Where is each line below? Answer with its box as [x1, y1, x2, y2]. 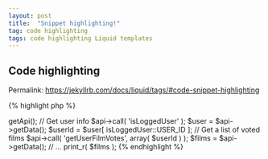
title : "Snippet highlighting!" [8, 19, 121, 27]
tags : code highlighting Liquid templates [8, 34, 153, 43]
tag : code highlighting [8, 26, 89, 35]
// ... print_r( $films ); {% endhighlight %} [47, 142, 183, 152]
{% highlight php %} [8, 101, 76, 111]
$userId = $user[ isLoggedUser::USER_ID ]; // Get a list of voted [47, 125, 260, 135]
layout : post [8, 11, 52, 20]
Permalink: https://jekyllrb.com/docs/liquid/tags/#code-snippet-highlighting [8, 85, 260, 95]
